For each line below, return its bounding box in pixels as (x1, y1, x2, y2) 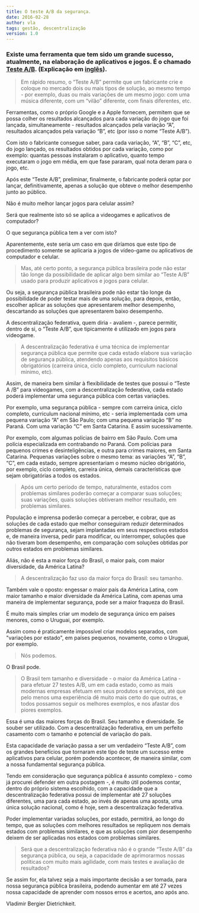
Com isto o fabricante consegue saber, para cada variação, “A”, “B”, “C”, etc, (6, 139, 192, 146)
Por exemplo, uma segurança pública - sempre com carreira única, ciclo (6, 404, 182, 411)
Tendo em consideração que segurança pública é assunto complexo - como (6, 773, 192, 780)
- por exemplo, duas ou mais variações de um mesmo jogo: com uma (20, 91, 190, 98)
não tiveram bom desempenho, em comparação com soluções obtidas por (6, 539, 188, 546)
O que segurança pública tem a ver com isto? (6, 229, 117, 236)
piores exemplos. (20, 706, 63, 714)
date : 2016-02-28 (6, 14, 49, 20)
